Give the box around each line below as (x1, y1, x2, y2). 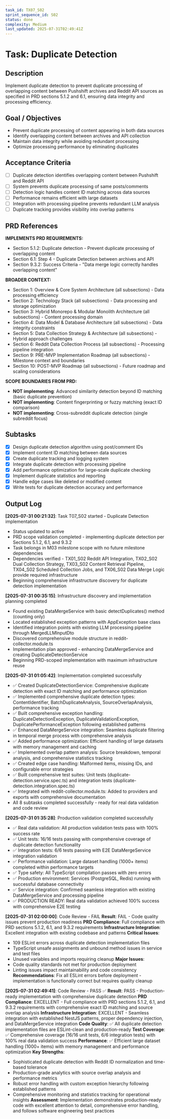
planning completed (5, 598, 47, 604)
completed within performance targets (12, 864, 94, 871)
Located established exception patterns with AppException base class (12, 619, 161, 625)
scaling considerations (12, 368, 61, 374)
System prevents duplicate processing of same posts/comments (12, 183, 149, 189)
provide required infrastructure (12, 572, 78, 578)
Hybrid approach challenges (12, 335, 73, 342)
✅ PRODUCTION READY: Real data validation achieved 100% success (12, 898, 160, 904)
